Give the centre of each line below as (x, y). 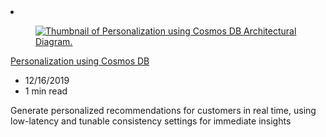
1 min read (46, 91)
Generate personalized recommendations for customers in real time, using (163, 110)
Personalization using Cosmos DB (80, 61)
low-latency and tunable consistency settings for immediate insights (151, 121)
